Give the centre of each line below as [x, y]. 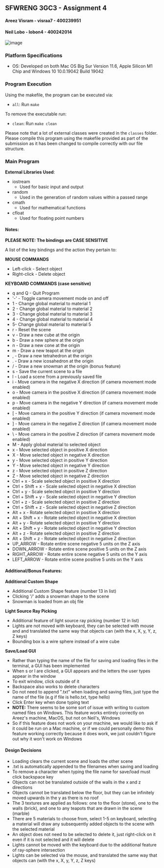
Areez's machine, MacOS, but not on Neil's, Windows [66, 718]
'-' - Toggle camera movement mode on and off [60, 298]
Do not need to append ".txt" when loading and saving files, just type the [85, 692]
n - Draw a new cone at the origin [46, 346]
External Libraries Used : [30, 172]
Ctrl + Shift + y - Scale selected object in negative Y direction [74, 497]
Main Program [22, 161]
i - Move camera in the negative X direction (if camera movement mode [84, 382]
